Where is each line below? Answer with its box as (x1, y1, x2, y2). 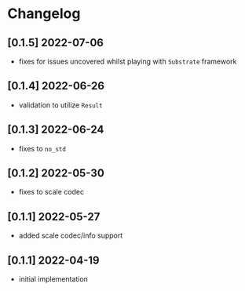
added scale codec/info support (18, 231, 123, 240)
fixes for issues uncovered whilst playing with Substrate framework (18, 56, 237, 66)
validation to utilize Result (18, 100, 103, 110)
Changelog (7, 5, 81, 23)
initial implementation (18, 275, 88, 284)
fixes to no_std (18, 144, 66, 153)
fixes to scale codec (18, 187, 84, 197)
